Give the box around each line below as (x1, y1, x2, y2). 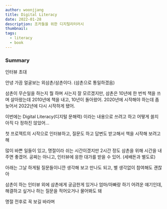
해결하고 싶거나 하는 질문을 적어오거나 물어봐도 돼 (5, 188, 102, 194)
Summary (5, 56, 30, 63)
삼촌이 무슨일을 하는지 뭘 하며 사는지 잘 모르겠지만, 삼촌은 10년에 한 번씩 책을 (5, 90, 156, 96)
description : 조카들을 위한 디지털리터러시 (5, 21, 84, 27)
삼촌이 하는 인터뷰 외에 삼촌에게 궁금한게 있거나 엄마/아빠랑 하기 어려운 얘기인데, (5, 182, 162, 188)
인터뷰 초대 (5, 69, 27, 75)
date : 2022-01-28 (5, 17, 42, 22)
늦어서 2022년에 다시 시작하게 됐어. (5, 103, 75, 109)
